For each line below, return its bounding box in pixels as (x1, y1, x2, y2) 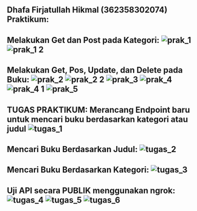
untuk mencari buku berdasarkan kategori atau (7, 114, 188, 124)
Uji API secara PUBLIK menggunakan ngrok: (7, 185, 176, 196)
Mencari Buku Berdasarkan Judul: (7, 144, 138, 154)
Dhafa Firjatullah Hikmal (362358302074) (7, 5, 168, 15)
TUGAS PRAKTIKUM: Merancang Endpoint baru (7, 104, 190, 115)
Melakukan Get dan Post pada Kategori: (7, 35, 160, 45)
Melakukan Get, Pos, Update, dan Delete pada (7, 65, 183, 75)
